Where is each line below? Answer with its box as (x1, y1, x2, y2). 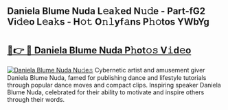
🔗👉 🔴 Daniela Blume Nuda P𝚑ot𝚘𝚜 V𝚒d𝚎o (7, 44, 192, 56)
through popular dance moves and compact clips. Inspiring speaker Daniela (7, 81, 221, 89)
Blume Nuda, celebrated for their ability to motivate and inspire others (7, 88, 205, 96)
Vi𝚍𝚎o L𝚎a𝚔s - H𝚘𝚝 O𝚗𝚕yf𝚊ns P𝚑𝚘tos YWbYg (7, 16, 209, 28)
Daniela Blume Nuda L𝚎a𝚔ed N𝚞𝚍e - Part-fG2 (7, 5, 206, 17)
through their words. (7, 96, 65, 103)
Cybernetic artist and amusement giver (95, 66, 205, 74)
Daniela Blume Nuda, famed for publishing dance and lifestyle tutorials (7, 74, 207, 81)
